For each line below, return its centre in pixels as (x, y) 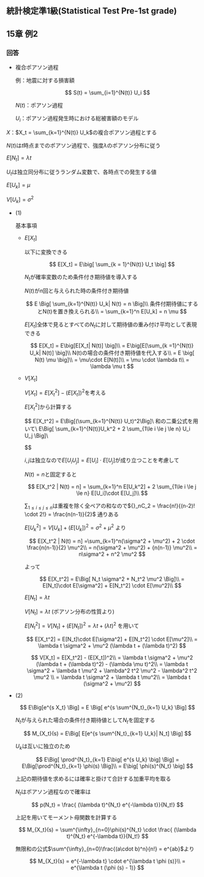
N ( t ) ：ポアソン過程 (39, 105)
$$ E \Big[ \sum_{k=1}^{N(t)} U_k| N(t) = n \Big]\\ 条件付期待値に (107, 304)
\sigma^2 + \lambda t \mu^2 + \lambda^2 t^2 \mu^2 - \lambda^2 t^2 (112, 670)
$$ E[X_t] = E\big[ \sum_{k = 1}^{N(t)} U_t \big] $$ (112, 264)
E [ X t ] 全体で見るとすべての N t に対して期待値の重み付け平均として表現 (111, 325)
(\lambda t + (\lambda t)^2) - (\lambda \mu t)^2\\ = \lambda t (112, 664)
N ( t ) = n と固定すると (51, 474)
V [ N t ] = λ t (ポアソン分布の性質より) (69, 612)
